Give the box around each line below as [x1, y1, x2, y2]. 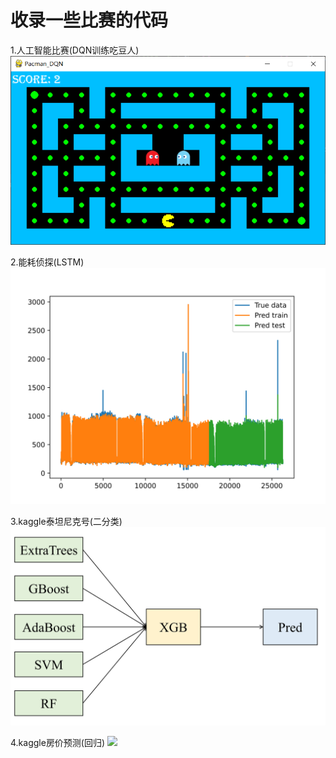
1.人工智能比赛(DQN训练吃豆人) [10, 44, 140, 56]
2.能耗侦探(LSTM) [10, 256, 85, 268]
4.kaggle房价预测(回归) [10, 736, 106, 748]
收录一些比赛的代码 [10, 9, 169, 32]
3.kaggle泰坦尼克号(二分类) [10, 515, 123, 527]
